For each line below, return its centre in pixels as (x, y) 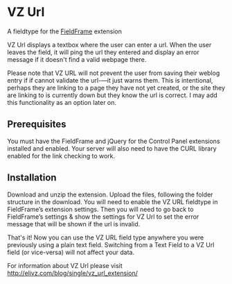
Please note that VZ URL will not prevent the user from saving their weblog (114, 73)
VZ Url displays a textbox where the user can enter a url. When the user (109, 44)
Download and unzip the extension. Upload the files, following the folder (110, 194)
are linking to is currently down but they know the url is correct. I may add (113, 95)
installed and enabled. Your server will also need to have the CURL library (112, 148)
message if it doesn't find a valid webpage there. (77, 59)
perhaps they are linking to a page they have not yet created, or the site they (116, 87)
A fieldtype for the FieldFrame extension (65, 31)
